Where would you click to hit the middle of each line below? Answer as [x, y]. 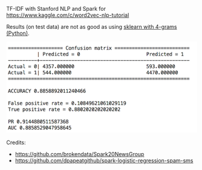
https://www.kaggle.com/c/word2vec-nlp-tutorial [68, 15]
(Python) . [18, 33]
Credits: [16, 143]
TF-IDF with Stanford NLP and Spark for [56, 9]
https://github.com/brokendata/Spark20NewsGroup [80, 154]
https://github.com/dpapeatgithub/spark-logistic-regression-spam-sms [104, 161]
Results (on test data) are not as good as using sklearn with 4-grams [92, 27]
